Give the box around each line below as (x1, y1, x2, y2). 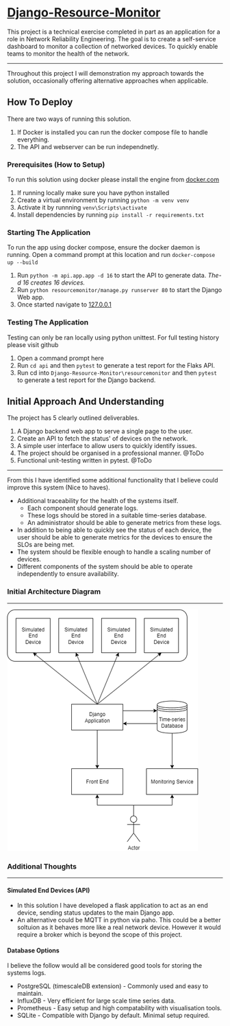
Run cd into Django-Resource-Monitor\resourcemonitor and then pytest (16, 368, 218, 377)
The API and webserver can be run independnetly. (16, 142, 159, 150)
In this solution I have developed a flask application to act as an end (16, 902, 208, 910)
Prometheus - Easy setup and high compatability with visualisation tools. (16, 1004, 222, 1012)
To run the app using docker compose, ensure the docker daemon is (7, 243, 201, 252)
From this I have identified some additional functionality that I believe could (7, 476, 218, 484)
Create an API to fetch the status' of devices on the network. (16, 434, 188, 443)
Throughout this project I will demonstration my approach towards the (7, 69, 204, 77)
